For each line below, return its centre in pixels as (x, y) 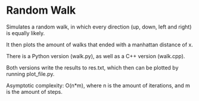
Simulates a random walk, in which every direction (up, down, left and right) (99, 27)
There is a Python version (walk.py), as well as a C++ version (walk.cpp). (96, 56)
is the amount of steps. (34, 91)
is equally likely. (26, 33)
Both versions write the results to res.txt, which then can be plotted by (92, 67)
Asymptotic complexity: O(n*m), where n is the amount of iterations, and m (98, 85)
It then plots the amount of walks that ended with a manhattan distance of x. (100, 45)
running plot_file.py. (30, 74)
